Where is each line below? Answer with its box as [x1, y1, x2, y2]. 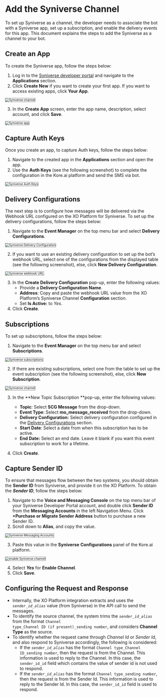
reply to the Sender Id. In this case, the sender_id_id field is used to [19, 681, 157, 687]
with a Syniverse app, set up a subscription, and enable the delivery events [5, 25, 158, 31]
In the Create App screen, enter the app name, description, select [12, 106, 146, 112]
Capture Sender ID [5, 464, 63, 473]
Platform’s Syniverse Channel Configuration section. [19, 295, 127, 301]
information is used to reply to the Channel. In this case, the [19, 655, 141, 661]
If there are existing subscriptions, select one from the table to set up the [12, 366, 161, 372]
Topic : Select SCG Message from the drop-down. [19, 404, 121, 410]
